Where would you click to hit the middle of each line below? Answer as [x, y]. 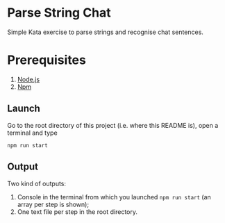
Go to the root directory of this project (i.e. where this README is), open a [113, 125]
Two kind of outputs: [37, 183]
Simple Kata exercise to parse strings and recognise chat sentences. [105, 32]
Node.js [28, 79]
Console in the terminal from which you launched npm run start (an [114, 197]
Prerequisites [47, 60]
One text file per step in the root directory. [77, 212]
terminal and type [32, 133]
